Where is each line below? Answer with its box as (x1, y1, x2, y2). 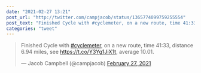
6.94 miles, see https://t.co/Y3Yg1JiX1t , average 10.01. (20, 48, 154, 56)
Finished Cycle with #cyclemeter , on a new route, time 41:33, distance (20, 42, 193, 49)
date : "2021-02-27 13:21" (6, 8, 71, 15)
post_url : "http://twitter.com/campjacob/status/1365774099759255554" (6, 14, 186, 20)
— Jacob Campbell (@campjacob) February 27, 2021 (20, 60, 151, 67)
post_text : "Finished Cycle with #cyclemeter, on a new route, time (6, 20, 181, 26)
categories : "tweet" (6, 25, 58, 32)
